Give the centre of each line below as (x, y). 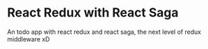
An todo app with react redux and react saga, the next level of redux (104, 32)
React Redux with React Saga (93, 13)
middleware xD (29, 39)
